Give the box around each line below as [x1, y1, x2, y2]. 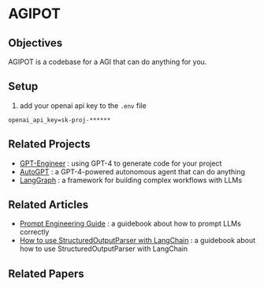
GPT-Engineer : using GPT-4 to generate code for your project [19, 159, 222, 168]
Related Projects [8, 137, 91, 151]
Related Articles [8, 198, 89, 211]
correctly [19, 227, 50, 237]
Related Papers [8, 267, 84, 280]
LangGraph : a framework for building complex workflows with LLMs [19, 175, 243, 185]
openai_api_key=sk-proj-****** [8, 116, 111, 124]
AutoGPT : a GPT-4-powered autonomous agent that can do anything [19, 166, 246, 176]
